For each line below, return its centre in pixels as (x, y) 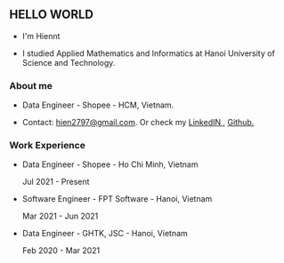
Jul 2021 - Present (56, 182)
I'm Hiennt (41, 36)
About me (31, 85)
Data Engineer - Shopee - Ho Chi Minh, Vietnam (110, 164)
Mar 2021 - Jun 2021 (60, 216)
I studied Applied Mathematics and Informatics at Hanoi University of (149, 53)
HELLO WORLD (52, 15)
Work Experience (48, 146)
